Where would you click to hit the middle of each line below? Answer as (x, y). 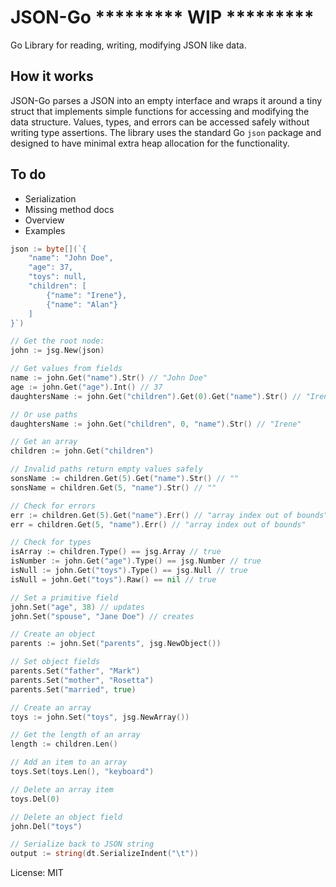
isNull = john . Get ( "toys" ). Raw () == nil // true (113, 579)
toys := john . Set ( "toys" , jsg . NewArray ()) (100, 717)
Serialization (50, 198)
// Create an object (53, 634)
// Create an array (51, 707)
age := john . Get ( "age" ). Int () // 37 (86, 387)
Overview (44, 220)
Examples (45, 230)
